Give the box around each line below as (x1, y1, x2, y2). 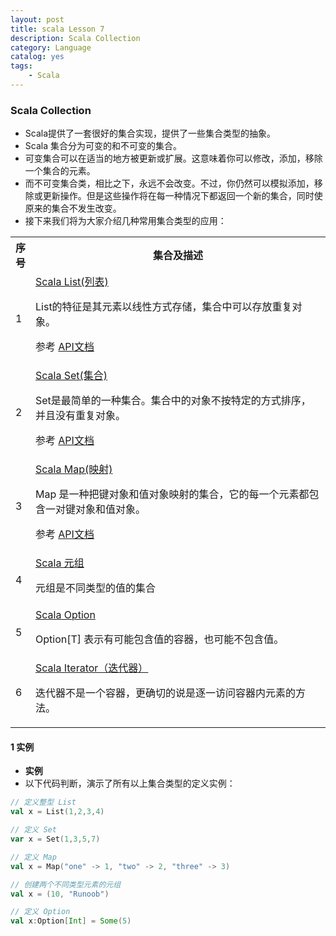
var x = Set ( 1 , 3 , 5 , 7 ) (10, 834, 101, 844)
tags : (10, 61, 33, 71)
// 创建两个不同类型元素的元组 (10, 879, 122, 890)
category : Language (10, 42, 92, 53)
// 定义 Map (10, 852, 57, 862)
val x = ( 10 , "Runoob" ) (10, 889, 110, 899)
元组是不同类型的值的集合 (35, 581, 157, 595)
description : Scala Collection (10, 33, 141, 43)
